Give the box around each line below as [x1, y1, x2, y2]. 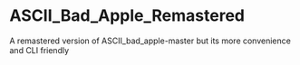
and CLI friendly [9, 44, 70, 55]
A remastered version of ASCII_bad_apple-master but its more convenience [9, 35, 292, 46]
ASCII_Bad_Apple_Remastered [9, 5, 245, 26]
